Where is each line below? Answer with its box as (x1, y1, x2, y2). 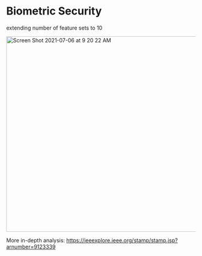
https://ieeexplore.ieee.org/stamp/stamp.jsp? (66, 237, 179, 244)
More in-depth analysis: (6, 237, 65, 244)
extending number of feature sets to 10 (6, 24, 103, 31)
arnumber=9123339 (6, 243, 56, 250)
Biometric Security (6, 4, 102, 18)
